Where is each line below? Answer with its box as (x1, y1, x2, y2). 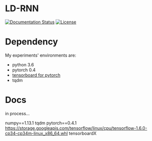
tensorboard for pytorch (12, 72, 61, 78)
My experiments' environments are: (5, 52, 76, 58)
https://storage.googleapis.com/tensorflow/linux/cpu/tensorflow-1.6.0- (5, 125, 148, 131)
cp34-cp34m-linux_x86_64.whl (5, 130, 68, 136)
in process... (5, 110, 30, 116)
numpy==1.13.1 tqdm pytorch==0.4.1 (5, 120, 77, 126)
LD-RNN (5, 3, 39, 14)
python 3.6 (12, 61, 34, 67)
